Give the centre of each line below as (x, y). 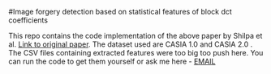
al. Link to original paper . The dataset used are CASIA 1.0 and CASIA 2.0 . (131, 44)
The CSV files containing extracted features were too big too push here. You (136, 53)
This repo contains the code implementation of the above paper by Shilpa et (135, 36)
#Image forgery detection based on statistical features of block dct (120, 12)
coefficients (28, 20)
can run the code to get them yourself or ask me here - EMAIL (112, 61)
